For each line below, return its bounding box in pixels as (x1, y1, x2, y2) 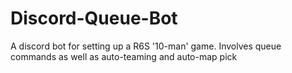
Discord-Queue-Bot (10, 7, 178, 30)
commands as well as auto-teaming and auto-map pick (10, 50, 238, 62)
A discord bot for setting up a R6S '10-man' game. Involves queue (10, 40, 282, 52)
